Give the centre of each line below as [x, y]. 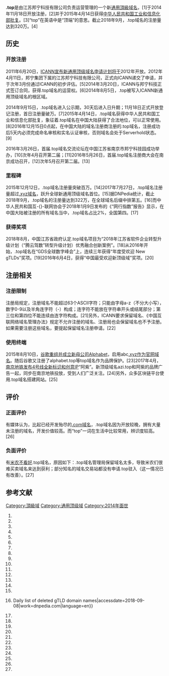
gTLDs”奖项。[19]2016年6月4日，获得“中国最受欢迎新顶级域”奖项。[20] [80, 258]
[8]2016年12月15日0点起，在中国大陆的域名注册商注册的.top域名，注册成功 [83, 126]
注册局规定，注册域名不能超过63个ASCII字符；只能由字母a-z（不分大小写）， [85, 303]
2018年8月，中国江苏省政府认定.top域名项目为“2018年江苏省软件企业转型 [81, 239]
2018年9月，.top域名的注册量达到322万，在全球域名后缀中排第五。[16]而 [81, 200]
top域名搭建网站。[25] [34, 379]
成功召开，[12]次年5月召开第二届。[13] [50, 161]
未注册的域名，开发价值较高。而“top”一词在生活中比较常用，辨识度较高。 [81, 431]
